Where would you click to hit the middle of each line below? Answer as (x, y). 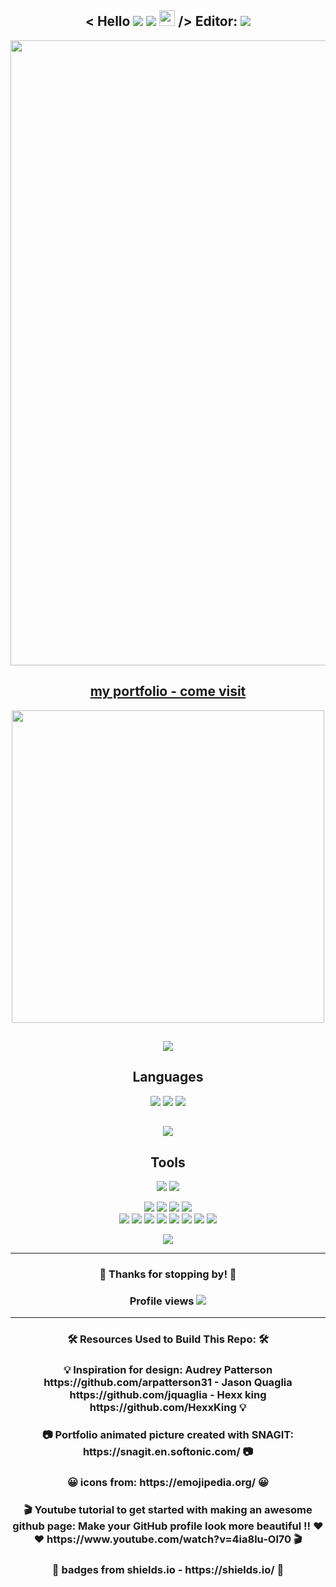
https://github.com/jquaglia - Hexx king (168, 1395)
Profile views (162, 1301)
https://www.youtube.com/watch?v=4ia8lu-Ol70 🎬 (174, 1539)
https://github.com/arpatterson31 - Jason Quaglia (168, 1383)
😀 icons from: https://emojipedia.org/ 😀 (168, 1482)
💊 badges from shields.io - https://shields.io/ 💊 (168, 1569)
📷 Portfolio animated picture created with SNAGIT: (167, 1435)
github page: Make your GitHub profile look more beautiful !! (162, 1526)
